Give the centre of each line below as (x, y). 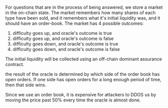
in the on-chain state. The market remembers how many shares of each (80, 13)
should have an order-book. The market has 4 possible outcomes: (75, 23)
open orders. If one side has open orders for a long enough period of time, (83, 79)
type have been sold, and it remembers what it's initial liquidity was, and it (83, 18)
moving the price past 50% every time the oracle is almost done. (73, 100)
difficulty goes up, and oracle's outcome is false (63, 38)
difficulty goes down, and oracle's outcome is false (66, 49)
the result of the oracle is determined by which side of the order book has (82, 74)
